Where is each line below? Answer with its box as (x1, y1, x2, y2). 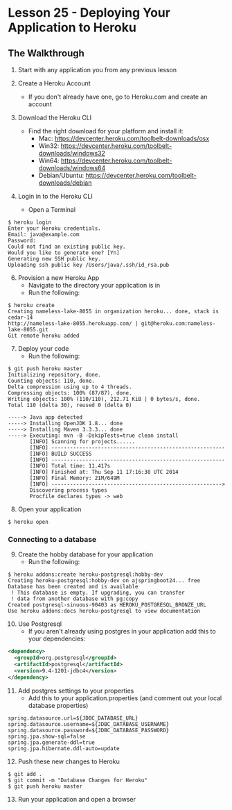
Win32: (38, 142, 60, 150)
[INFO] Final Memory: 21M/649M (29, 474, 120, 481)
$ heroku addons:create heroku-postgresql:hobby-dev (8, 571, 163, 578)
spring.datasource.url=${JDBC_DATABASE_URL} (8, 714, 139, 722)
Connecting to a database (8, 534, 97, 544)
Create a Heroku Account (17, 79, 91, 88)
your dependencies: (28, 634, 86, 643)
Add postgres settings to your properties (17, 686, 134, 695)
